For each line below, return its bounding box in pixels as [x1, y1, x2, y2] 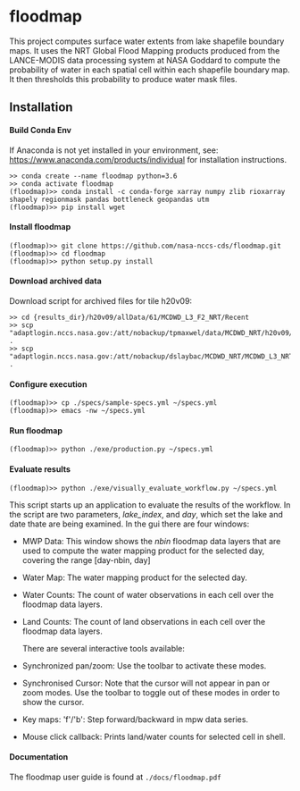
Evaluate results [9, 463, 71, 475]
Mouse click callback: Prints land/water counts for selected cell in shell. [21, 731, 286, 742]
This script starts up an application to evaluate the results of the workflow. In [9, 499, 291, 510]
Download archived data [9, 275, 103, 287]
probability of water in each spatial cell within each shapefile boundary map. [9, 64, 290, 75]
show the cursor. [21, 696, 85, 707]
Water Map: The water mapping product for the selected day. [21, 572, 248, 583]
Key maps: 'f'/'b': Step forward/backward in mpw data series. [21, 713, 248, 725]
